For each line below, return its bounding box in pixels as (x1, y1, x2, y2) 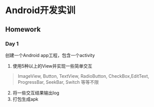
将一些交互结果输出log (12, 89, 60, 96)
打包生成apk (12, 96, 38, 102)
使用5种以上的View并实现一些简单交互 (12, 63, 93, 69)
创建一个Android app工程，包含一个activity (5, 52, 95, 58)
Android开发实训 (5, 5, 76, 16)
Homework (5, 25, 41, 33)
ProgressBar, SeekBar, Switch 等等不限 (17, 79, 99, 85)
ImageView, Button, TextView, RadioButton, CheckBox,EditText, (17, 73, 149, 79)
